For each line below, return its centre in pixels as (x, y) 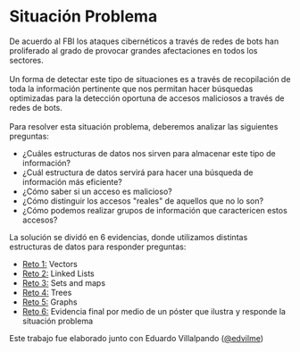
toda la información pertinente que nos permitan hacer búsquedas (131, 88)
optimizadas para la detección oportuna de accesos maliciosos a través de (147, 98)
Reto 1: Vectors (50, 264)
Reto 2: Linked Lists (58, 273)
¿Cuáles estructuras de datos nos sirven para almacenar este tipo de (149, 153)
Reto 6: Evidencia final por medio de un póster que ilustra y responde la (154, 311)
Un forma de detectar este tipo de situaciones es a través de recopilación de (150, 79)
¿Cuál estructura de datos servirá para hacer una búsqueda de (137, 172)
